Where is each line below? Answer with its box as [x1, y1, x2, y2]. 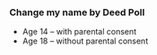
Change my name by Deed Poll [9, 6, 145, 19]
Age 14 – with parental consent [22, 27, 137, 37]
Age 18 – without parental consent [22, 35, 149, 46]
